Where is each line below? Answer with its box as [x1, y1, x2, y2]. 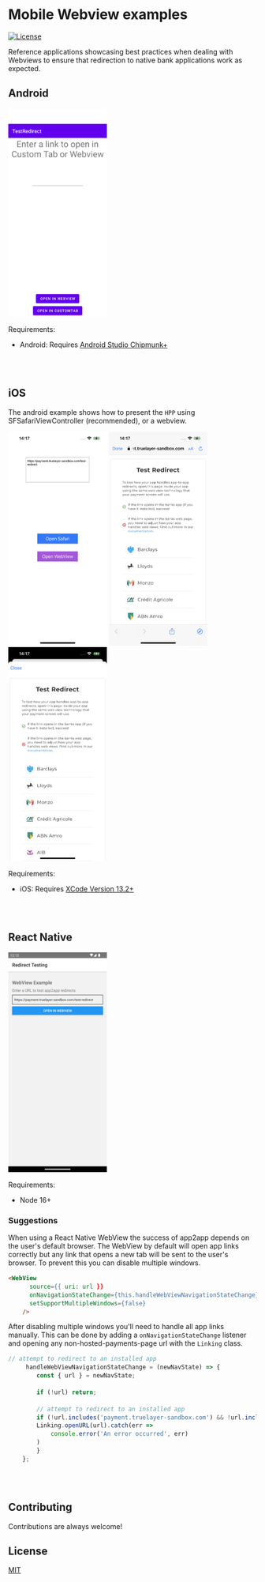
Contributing [8, 1501, 73, 1514]
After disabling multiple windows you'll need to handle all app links [8, 1322, 225, 1332]
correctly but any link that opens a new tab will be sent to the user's [8, 1250, 229, 1260]
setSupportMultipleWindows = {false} [28, 1299, 147, 1307]
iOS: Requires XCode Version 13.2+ [19, 883, 134, 894]
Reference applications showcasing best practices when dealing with [8, 47, 233, 56]
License [8, 1545, 48, 1558]
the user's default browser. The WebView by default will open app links [8, 1241, 239, 1251]
